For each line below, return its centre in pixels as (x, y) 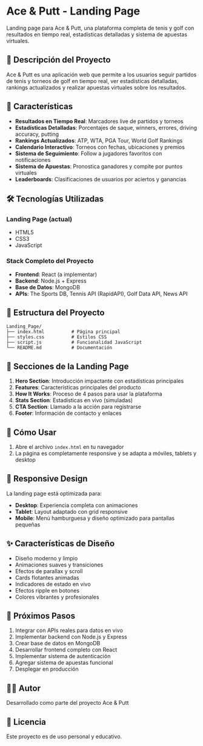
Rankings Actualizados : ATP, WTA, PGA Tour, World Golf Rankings (99, 140)
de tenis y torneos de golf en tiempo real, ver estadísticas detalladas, (92, 81)
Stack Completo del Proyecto (50, 261)
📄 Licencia (26, 722)
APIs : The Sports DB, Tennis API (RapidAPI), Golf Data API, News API (101, 294)
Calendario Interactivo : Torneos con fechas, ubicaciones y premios (100, 147)
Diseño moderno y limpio (46, 558)
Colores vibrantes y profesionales (57, 597)
